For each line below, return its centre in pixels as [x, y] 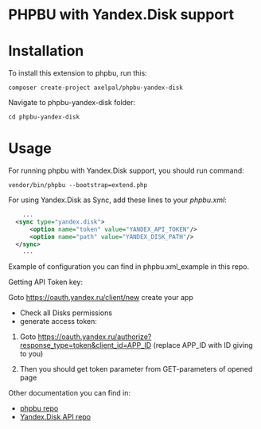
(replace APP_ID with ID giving [203, 345]
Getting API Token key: [46, 282]
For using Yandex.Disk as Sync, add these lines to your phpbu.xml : [117, 200]
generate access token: [58, 322]
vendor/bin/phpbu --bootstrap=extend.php [78, 185]
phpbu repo [39, 408]
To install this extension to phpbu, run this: [78, 73]
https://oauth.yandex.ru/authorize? [95, 337]
